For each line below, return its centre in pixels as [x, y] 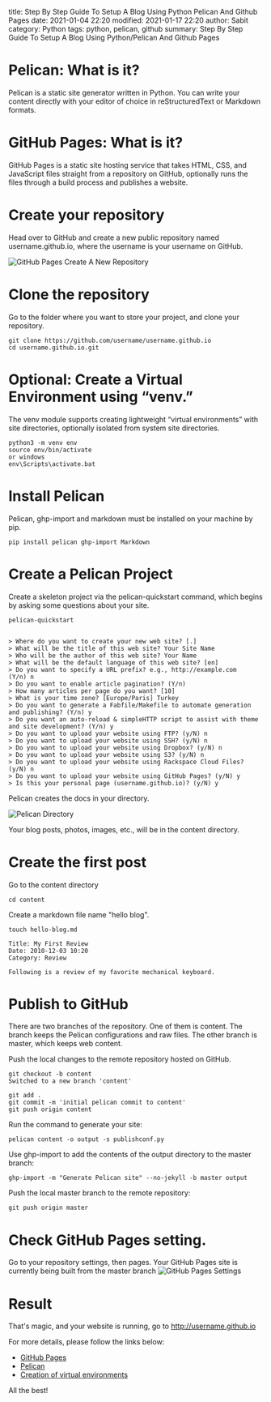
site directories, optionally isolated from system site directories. [114, 428]
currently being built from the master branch [82, 1271]
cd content [27, 900]
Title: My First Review [49, 943]
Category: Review [38, 958]
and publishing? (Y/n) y [50, 712]
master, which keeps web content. [66, 1044]
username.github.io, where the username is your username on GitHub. [126, 246]
